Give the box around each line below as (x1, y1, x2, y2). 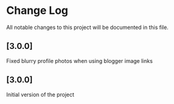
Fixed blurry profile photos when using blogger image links (6, 57, 153, 64)
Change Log (6, 4, 68, 18)
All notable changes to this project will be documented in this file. (6, 24, 169, 31)
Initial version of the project (6, 91, 74, 98)
